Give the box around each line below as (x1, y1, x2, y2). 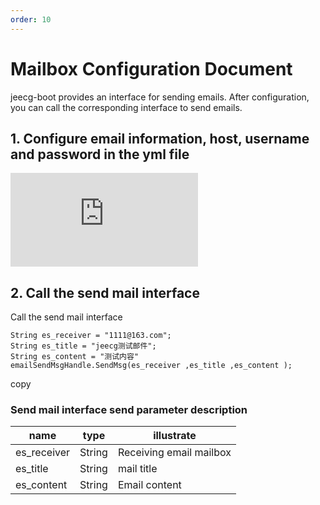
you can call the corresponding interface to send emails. (10, 101, 243, 113)
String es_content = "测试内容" (10, 352, 140, 362)
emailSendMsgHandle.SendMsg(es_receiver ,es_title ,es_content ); (10, 361, 293, 371)
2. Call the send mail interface (10, 284, 200, 301)
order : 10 (10, 14, 52, 25)
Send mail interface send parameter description (10, 403, 248, 417)
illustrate (153, 429, 197, 443)
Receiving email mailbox (117, 446, 232, 460)
